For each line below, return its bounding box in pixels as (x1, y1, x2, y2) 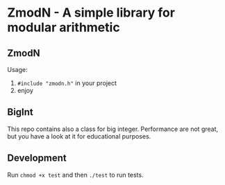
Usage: (7, 66, 28, 73)
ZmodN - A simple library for (7, 5, 176, 21)
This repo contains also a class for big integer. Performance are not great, (7, 125, 219, 133)
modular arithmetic (7, 19, 120, 35)
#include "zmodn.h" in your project (17, 79, 117, 87)
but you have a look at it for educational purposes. (7, 132, 151, 140)
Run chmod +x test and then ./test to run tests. (7, 170, 144, 179)
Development (7, 152, 67, 164)
